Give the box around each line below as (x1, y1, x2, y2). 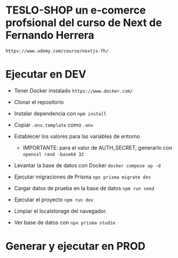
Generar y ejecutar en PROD (5, 240, 146, 253)
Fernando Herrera (5, 29, 95, 42)
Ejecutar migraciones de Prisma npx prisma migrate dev (14, 173, 151, 180)
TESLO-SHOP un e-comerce (5, 4, 146, 17)
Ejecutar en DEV (5, 68, 87, 81)
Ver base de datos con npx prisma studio (14, 219, 116, 226)
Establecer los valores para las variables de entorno (14, 133, 140, 140)
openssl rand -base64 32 (22, 151, 84, 157)
